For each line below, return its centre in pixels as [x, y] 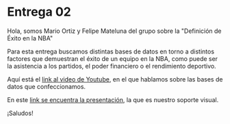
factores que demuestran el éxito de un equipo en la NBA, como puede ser [112, 58]
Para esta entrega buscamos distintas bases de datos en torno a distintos [111, 51]
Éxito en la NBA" [30, 38]
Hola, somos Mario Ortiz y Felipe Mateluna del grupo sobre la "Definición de [114, 31]
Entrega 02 [39, 12]
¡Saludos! [20, 113]
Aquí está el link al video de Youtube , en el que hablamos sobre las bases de [115, 79]
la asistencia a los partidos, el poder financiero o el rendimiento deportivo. [112, 66]
